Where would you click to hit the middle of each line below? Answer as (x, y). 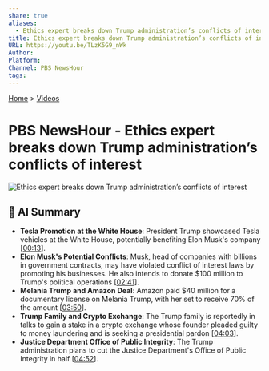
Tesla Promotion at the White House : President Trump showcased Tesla (140, 231)
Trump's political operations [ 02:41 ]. (80, 282)
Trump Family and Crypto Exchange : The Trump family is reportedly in (137, 317)
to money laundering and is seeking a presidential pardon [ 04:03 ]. (129, 333)
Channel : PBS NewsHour (46, 68)
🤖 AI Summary (45, 212)
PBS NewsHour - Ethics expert (112, 130)
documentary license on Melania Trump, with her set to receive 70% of (137, 299)
